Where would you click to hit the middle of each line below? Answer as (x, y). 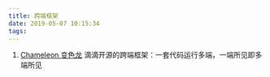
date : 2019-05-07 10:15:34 (54, 24)
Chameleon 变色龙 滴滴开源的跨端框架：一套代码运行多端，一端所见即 (137, 55)
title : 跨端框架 (33, 16)
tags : (17, 31)
